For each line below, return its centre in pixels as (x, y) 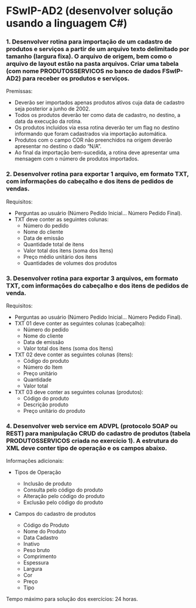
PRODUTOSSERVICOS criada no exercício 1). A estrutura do (92, 441)
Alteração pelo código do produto (64, 496)
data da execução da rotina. (48, 121)
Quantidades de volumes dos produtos (70, 263)
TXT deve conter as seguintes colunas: (62, 219)
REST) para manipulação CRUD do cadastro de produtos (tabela (98, 433)
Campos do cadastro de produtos (55, 514)
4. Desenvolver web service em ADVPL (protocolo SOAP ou (92, 426)
